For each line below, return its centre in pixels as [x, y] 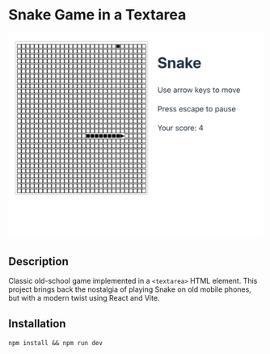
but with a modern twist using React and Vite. [84, 298]
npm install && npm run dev [56, 343]
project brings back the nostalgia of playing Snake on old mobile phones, [130, 289]
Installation [37, 324]
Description [38, 261]
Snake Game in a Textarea [97, 15]
